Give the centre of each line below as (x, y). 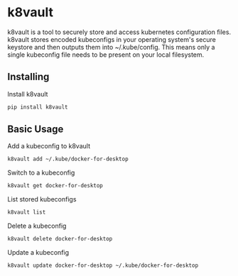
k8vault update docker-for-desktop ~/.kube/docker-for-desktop (103, 265)
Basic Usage (36, 129)
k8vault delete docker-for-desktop (60, 239)
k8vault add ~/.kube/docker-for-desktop (68, 159)
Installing (28, 77)
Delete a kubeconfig (37, 226)
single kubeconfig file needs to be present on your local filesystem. (106, 55)
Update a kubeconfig (38, 252)
